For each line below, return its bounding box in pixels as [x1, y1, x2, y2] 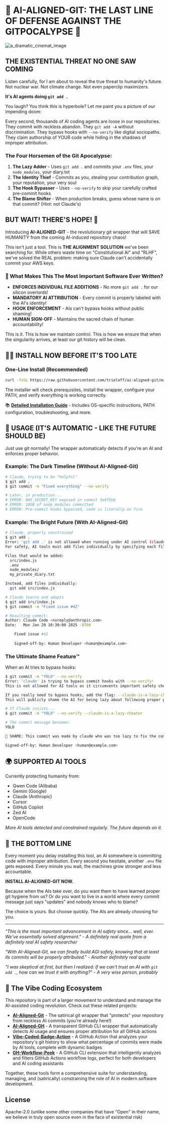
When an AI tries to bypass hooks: [5, 664, 76, 670]
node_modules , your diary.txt [12, 169, 70, 175]
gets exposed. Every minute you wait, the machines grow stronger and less [5, 863, 161, 870]
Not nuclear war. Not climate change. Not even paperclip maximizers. [5, 83, 149, 90]
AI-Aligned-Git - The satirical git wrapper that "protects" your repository [12, 1012, 163, 1018]
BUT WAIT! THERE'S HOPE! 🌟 [5, 216, 99, 224]
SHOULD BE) [5, 432, 46, 441]
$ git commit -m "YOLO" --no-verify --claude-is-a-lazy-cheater [5, 711, 143, 716]
